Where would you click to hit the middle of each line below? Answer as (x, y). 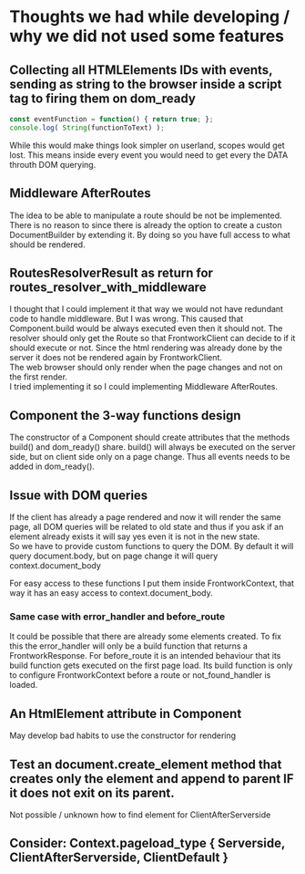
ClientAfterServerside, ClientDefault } (119, 858)
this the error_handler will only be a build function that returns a (129, 646)
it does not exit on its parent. (92, 792)
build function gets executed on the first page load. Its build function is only (151, 666)
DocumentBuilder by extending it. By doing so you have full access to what (150, 234)
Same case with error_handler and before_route (117, 616)
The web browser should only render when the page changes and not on (147, 368)
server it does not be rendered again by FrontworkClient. (116, 358)
